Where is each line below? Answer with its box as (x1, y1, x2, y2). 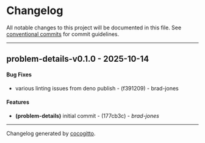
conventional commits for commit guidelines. (6, 30, 120, 37)
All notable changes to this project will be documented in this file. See (6, 24, 182, 31)
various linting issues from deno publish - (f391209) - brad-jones (15, 84, 179, 92)
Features (6, 98, 29, 106)
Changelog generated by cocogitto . (6, 130, 96, 137)
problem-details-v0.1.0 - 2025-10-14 (6, 54, 149, 64)
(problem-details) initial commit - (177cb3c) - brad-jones (15, 112, 160, 119)
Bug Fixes (6, 71, 32, 78)
